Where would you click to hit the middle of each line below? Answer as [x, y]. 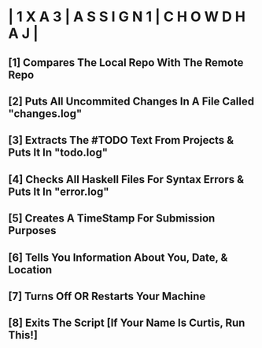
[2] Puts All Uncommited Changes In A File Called [131, 101]
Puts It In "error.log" [59, 191]
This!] [23, 335]
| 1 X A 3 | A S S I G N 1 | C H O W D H [127, 17]
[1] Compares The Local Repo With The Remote [126, 62]
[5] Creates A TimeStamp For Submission [112, 219]
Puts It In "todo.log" [58, 153]
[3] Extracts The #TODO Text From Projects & [121, 140]
